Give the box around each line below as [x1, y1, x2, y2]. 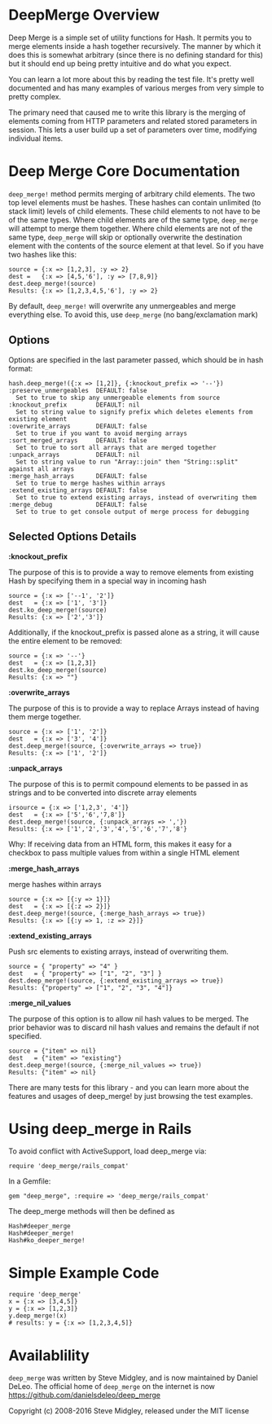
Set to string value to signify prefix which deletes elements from [15, 407, 253, 416]
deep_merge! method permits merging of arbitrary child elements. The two [8, 189, 256, 199]
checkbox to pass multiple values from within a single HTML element [8, 847, 240, 857]
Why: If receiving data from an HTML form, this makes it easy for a [8, 839, 232, 849]
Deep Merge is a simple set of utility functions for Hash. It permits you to [8, 33, 252, 42]
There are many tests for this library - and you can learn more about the [8, 1082, 250, 1092]
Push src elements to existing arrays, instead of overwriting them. [8, 947, 229, 956]
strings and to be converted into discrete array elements [8, 788, 197, 798]
